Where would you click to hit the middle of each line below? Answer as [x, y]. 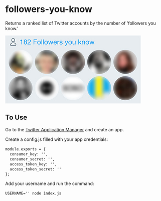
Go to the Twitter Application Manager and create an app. [65, 129]
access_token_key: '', [33, 164]
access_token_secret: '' [36, 169]
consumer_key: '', [29, 154]
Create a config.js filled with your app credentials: [57, 139]
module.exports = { [26, 149]
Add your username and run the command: [50, 183]
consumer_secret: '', [32, 159]
